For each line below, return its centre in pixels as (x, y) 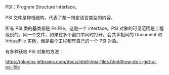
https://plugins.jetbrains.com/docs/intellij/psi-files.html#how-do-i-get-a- (81, 62)
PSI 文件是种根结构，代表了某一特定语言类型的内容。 (60, 18)
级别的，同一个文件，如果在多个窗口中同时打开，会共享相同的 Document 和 (84, 34)
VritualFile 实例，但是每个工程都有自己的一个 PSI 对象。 (63, 41)
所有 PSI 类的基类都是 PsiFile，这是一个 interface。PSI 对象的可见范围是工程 (85, 28)
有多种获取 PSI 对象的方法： (34, 52)
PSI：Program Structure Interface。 (43, 7)
